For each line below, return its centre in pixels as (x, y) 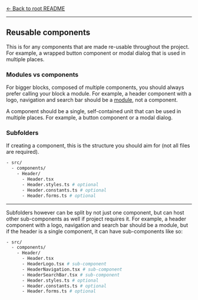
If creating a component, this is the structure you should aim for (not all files (98, 146)
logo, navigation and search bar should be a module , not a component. (92, 100)
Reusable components (48, 33)
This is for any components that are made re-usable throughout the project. (98, 47)
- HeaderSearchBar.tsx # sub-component (70, 275)
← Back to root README (36, 9)
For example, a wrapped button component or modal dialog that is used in (96, 53)
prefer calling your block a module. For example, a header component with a (99, 94)
